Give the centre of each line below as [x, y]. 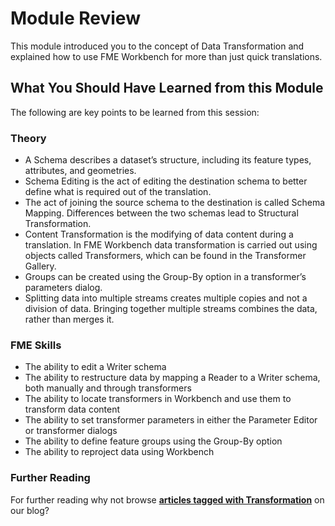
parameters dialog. [63, 288]
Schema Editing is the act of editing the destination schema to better [166, 181]
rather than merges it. [69, 319]
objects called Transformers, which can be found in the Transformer [165, 256]
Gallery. [40, 266]
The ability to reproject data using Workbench [119, 452]
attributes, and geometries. [80, 171]
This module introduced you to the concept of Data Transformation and [157, 46]
